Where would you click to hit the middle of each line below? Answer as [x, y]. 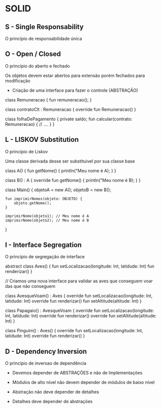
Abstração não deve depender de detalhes [56, 392]
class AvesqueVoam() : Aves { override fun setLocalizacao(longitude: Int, [79, 296]
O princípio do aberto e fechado [37, 66]
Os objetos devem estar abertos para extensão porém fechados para [75, 75]
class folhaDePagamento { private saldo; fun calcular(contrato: [69, 119]
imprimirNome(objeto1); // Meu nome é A [47, 216]
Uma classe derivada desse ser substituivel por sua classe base [70, 161]
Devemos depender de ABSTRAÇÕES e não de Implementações [77, 373]
